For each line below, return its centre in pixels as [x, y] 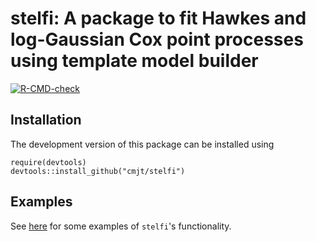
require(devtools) [48, 162]
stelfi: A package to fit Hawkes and [158, 18]
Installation [46, 120]
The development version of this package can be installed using [142, 144]
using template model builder [134, 61]
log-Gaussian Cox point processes [157, 39]
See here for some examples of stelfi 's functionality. [121, 226]
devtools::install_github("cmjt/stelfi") [98, 171]
